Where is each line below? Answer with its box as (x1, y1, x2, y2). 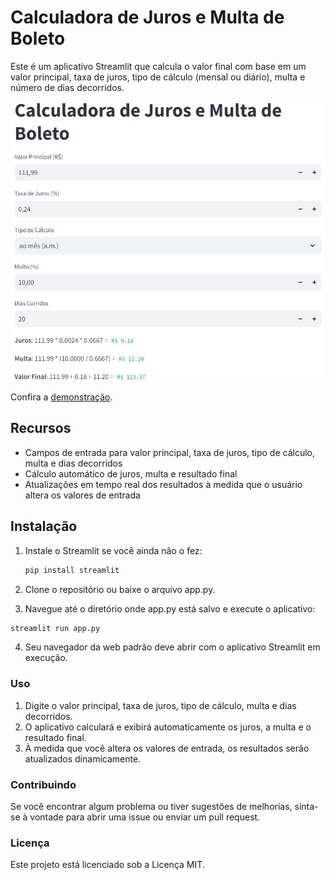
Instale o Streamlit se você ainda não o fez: (24, 544, 203, 556)
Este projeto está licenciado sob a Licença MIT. (10, 859, 205, 871)
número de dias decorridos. (10, 81, 125, 93)
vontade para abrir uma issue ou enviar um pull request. (29, 811, 261, 823)
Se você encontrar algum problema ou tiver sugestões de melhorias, (10, 800, 293, 812)
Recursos (10, 420, 72, 437)
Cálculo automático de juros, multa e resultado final (24, 467, 238, 480)
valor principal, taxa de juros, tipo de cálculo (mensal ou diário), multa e (10, 71, 306, 83)
